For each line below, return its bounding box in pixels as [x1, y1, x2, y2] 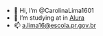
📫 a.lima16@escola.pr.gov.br [13, 21, 97, 29]
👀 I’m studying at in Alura [13, 14, 84, 22]
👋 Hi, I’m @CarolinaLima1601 [13, 7, 94, 14]
